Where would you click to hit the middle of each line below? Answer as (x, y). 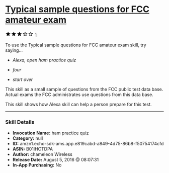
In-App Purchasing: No (37, 165)
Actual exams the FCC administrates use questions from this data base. (79, 95)
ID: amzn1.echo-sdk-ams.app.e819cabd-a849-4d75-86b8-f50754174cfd (88, 144)
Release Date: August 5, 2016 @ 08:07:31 (56, 160)
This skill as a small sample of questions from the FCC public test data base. (84, 89)
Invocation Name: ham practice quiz (51, 133)
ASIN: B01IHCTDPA (33, 149)
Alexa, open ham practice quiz (44, 60)
